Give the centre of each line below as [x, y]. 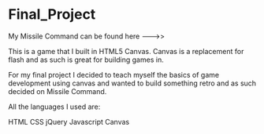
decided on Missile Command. [58, 91]
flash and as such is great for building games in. [86, 60]
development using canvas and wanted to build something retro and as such [132, 83]
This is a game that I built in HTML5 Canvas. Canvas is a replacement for [126, 51]
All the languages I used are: [54, 107]
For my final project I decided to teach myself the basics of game [113, 74]
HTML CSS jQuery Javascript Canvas [69, 121]
